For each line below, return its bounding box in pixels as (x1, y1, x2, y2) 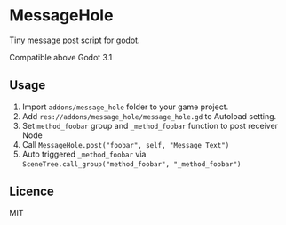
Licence (9, 184, 55, 199)
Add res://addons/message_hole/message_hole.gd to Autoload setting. (21, 110, 277, 121)
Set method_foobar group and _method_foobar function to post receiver (21, 120, 278, 131)
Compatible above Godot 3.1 (9, 52, 113, 62)
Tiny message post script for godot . (9, 35, 140, 45)
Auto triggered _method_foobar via (21, 149, 147, 159)
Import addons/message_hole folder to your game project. (21, 101, 229, 112)
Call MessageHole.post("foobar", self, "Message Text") (21, 139, 230, 149)
